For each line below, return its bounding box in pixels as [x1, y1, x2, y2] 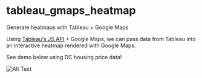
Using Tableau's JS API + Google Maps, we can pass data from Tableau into [6, 35, 197, 42]
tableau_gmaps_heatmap [6, 4, 136, 18]
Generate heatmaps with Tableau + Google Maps [6, 24, 129, 31]
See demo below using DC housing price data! [6, 53, 122, 60]
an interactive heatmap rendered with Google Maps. [6, 42, 136, 49]
